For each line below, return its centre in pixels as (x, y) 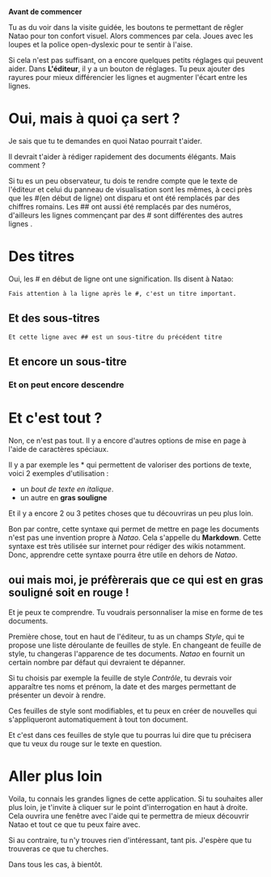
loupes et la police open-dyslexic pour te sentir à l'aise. (101, 44)
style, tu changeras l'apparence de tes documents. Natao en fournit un (127, 653)
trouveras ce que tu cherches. (59, 849)
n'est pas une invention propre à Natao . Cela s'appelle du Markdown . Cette (135, 538)
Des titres (42, 257)
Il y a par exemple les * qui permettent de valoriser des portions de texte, (130, 465)
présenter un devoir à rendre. (57, 695)
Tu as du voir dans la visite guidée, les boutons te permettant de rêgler (126, 27)
